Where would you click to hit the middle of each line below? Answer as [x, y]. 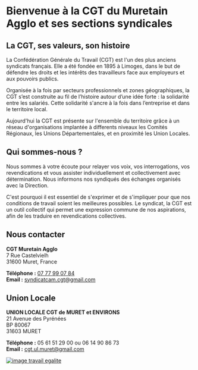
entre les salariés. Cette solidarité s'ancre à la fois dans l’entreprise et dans [98, 103]
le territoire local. [27, 109]
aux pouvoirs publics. [32, 79]
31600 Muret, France [32, 261]
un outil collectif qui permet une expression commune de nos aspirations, [96, 209]
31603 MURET [24, 331]
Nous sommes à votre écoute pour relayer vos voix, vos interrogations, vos [98, 166]
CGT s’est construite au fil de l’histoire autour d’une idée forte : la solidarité [98, 97]
